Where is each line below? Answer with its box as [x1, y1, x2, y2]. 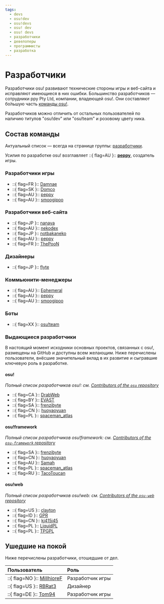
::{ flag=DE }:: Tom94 [7, 591, 56, 598]
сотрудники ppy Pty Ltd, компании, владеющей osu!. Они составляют [5, 96, 150, 102]
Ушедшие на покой [5, 542, 67, 551]
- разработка [9, 48, 36, 53]
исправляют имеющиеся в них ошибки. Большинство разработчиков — [5, 91, 155, 97]
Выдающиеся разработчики [5, 334, 77, 340]
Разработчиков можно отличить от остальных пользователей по [5, 111, 141, 117]
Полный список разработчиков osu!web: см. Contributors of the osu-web [5, 492, 155, 498]
